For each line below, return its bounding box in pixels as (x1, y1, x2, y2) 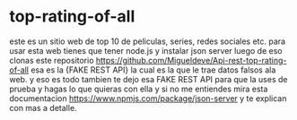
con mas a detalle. (9, 102, 78, 113)
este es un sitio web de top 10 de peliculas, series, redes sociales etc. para (9, 36, 285, 47)
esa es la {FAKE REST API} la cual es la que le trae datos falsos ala (31, 64, 276, 75)
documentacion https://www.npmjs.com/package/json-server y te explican (9, 92, 287, 104)
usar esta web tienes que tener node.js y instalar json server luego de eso (9, 45, 283, 56)
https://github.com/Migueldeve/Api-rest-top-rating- (95, 55, 287, 65)
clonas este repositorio (9, 55, 94, 65)
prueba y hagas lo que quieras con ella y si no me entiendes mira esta (9, 83, 268, 94)
